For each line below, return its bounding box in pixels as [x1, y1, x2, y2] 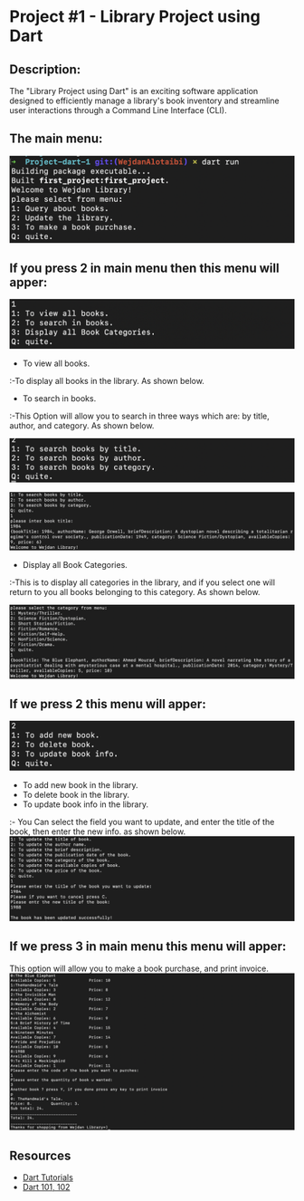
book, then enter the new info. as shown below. [9, 826, 186, 837]
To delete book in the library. [22, 789, 129, 800]
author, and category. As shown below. [9, 419, 155, 431]
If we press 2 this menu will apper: [9, 697, 206, 712]
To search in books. [22, 392, 97, 404]
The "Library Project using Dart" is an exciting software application [9, 86, 259, 96]
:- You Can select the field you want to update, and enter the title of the [9, 816, 275, 827]
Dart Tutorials [22, 1171, 74, 1183]
